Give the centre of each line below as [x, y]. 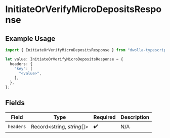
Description [135, 117]
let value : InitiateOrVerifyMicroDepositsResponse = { [64, 59]
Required [104, 117]
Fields [15, 103]
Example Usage [30, 39]
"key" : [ [24, 68]
